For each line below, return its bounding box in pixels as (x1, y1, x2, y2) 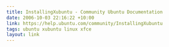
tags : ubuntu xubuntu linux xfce (6, 26, 92, 32)
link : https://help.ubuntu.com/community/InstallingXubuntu (6, 20, 163, 26)
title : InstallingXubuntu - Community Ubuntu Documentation (6, 9, 163, 15)
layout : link (6, 32, 40, 38)
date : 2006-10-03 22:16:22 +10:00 (6, 15, 95, 21)
